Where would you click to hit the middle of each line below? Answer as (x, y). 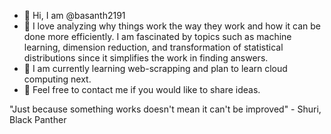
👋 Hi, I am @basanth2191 (74, 15)
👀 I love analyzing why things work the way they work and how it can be (172, 26)
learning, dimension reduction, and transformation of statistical (153, 47)
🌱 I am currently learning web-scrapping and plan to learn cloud (155, 68)
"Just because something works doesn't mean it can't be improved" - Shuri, (165, 109)
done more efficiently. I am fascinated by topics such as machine (157, 36)
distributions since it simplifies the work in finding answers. (146, 58)
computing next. (57, 79)
